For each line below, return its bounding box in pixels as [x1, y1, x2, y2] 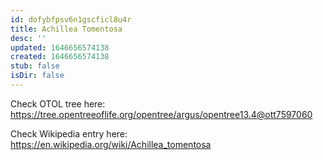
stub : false [10, 61, 60, 71]
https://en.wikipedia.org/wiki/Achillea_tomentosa [10, 138, 212, 150]
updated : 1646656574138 [10, 42, 110, 53]
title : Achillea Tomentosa [10, 24, 123, 34]
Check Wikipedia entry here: [10, 127, 128, 140]
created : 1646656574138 [10, 52, 110, 62]
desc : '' [10, 33, 47, 43]
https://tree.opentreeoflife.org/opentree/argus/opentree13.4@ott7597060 [10, 108, 313, 120]
